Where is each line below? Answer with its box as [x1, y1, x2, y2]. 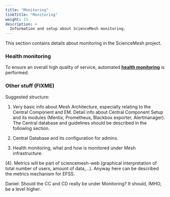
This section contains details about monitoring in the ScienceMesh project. [5, 40, 162, 46]
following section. [12, 125, 50, 131]
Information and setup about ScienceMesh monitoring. [10, 26, 126, 31]
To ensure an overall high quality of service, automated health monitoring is [5, 64, 165, 70]
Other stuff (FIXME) [5, 82, 55, 89]
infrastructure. [12, 150, 43, 156]
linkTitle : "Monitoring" [5, 12, 58, 17]
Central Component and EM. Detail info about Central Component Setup [12, 109, 163, 115]
